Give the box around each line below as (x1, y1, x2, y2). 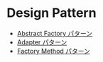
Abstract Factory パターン (16, 29, 93, 37)
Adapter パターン (16, 37, 67, 46)
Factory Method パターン (16, 46, 90, 55)
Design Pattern (6, 5, 97, 21)
